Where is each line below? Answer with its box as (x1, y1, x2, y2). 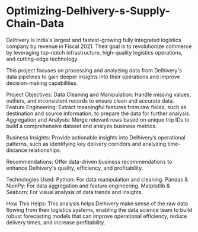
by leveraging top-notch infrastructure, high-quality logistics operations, (6, 49, 183, 56)
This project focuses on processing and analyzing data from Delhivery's (6, 66, 182, 74)
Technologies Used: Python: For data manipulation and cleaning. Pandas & (6, 176, 189, 183)
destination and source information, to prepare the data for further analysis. (6, 110, 191, 117)
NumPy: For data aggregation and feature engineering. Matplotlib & (6, 182, 170, 189)
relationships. (28, 147, 62, 154)
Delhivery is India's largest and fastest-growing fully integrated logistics (6, 36, 182, 43)
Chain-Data (6, 17, 64, 30)
